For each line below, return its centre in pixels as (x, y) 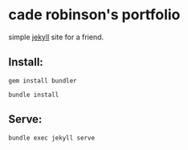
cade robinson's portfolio (94, 15)
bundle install (34, 95)
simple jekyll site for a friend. (56, 37)
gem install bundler (43, 81)
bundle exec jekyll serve (51, 138)
